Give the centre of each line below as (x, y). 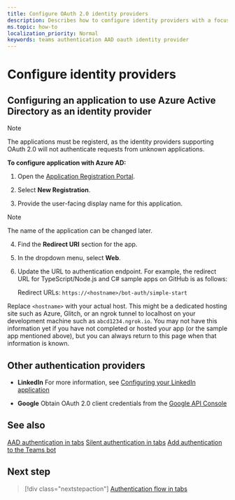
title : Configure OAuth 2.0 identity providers (78, 14)
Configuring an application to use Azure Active (112, 100)
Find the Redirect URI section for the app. (77, 244)
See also (26, 425)
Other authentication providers (76, 365)
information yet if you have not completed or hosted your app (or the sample (117, 329)
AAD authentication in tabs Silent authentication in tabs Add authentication (115, 442)
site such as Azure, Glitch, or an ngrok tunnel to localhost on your (101, 313)
